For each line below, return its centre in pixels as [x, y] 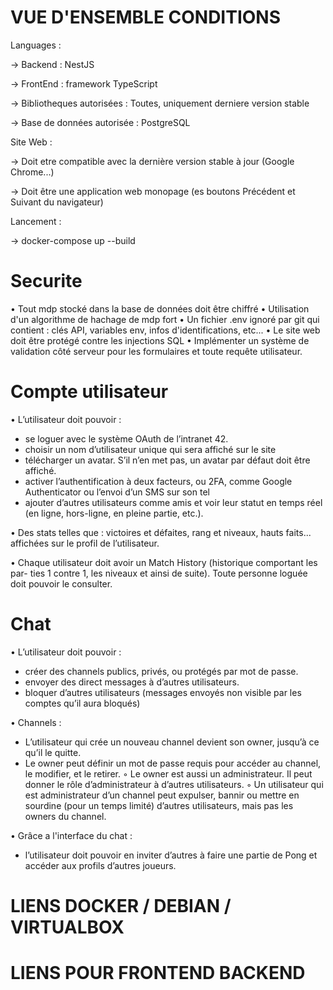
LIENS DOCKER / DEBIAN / [121, 905]
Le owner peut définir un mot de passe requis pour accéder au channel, [173, 763]
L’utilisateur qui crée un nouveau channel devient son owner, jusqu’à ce [172, 742]
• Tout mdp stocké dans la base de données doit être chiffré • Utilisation [160, 308]
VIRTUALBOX [67, 927]
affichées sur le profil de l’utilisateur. [85, 543]
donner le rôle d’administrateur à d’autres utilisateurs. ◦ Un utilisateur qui [174, 784]
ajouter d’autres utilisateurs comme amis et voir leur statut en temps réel [173, 502]
